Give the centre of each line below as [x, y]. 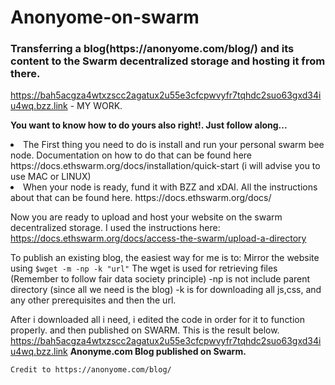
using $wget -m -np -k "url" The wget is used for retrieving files [144, 268]
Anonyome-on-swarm [105, 17]
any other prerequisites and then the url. [93, 300]
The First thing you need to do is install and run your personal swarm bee [174, 145]
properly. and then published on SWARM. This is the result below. [145, 330]
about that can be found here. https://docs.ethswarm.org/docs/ [141, 198]
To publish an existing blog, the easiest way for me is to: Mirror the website [165, 258]
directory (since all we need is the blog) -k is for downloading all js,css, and [166, 290]
